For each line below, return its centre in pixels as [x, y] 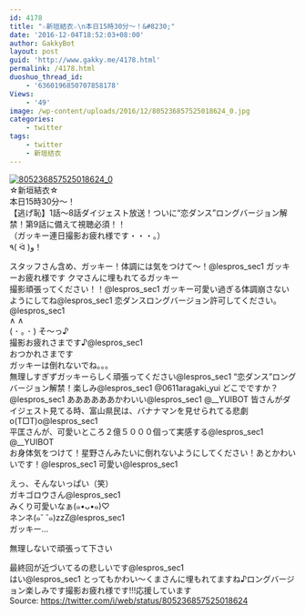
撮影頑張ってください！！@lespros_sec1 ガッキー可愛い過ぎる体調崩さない [149, 288]
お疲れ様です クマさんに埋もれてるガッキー [98, 277]
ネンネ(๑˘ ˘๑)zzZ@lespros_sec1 [67, 517]
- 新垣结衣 [44, 153]
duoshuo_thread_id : [46, 77]
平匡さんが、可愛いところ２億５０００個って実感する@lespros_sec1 [137, 431]
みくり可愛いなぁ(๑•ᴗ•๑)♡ [60, 506]
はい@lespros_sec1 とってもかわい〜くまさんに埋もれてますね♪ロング [140, 579]
